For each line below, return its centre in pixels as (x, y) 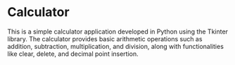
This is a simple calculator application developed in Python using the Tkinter (118, 31)
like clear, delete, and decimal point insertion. (73, 54)
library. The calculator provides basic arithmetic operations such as (105, 38)
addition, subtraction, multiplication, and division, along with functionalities (115, 46)
